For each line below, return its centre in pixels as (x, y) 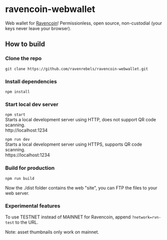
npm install (17, 92)
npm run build (20, 178)
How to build (25, 44)
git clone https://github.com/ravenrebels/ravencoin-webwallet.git (77, 69)
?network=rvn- (146, 217)
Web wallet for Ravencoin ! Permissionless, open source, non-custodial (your (84, 23)
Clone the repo (23, 59)
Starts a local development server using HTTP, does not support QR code (81, 120)
